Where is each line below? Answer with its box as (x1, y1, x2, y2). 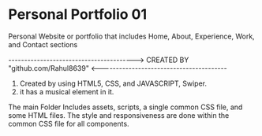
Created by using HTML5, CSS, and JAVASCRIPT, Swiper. (19, 79, 208, 88)
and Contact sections (8, 39, 78, 49)
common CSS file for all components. (8, 119, 129, 128)
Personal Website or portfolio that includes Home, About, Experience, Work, (8, 31, 255, 41)
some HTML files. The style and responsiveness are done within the (8, 110, 230, 119)
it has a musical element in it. (19, 86, 114, 96)
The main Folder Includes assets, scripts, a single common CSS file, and (8, 102, 243, 112)
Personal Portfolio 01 (8, 6, 148, 24)
